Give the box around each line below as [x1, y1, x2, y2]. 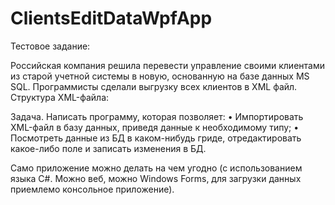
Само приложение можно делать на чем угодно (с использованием [10, 162, 303, 174]
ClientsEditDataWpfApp [10, 7, 213, 30]
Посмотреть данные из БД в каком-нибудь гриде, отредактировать [10, 132, 302, 144]
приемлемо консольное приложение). [10, 183, 175, 195]
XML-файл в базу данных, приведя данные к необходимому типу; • [10, 121, 300, 133]
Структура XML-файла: [10, 91, 110, 103]
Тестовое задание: [10, 40, 91, 52]
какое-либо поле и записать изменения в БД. [10, 142, 207, 154]
